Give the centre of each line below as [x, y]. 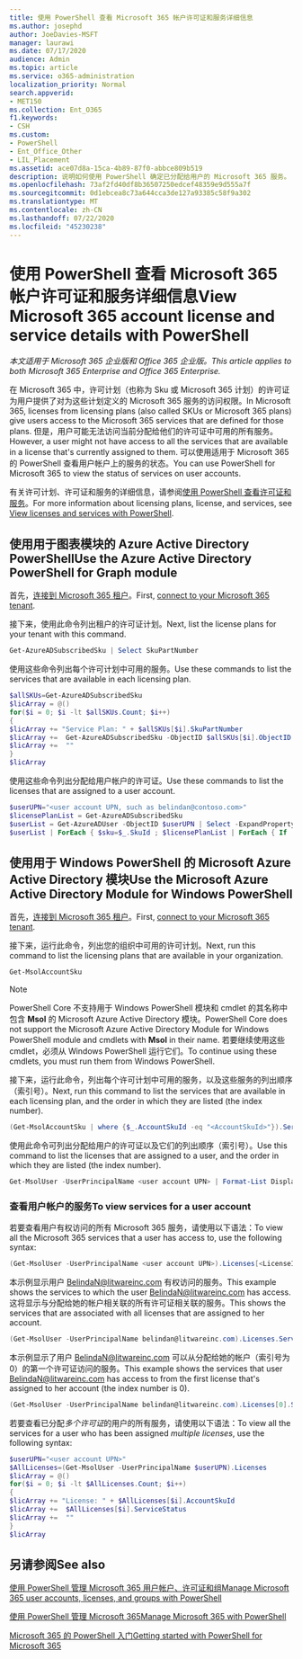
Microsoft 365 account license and [142, 316]
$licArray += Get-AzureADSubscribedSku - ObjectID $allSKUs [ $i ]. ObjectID [151, 737]
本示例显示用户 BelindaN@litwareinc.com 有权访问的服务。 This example [143, 1282]
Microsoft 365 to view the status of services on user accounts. [125, 474]
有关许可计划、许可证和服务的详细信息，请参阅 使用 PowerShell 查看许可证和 [151, 492]
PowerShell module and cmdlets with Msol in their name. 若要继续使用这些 [147, 1040]
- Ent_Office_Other [46, 151]
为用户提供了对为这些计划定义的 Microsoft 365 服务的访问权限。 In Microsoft [150, 401]
